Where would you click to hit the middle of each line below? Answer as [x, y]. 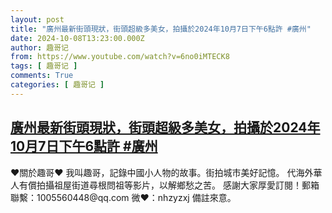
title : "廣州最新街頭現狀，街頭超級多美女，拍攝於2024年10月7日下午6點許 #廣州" [161, 29]
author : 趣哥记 [39, 47]
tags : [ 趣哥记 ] [44, 66]
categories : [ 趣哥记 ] [57, 85]
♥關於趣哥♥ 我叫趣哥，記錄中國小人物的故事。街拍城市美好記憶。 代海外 [162, 172]
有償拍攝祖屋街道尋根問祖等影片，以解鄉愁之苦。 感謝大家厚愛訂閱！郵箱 [169, 185]
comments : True [42, 76]
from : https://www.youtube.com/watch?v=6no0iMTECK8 [120, 57]
